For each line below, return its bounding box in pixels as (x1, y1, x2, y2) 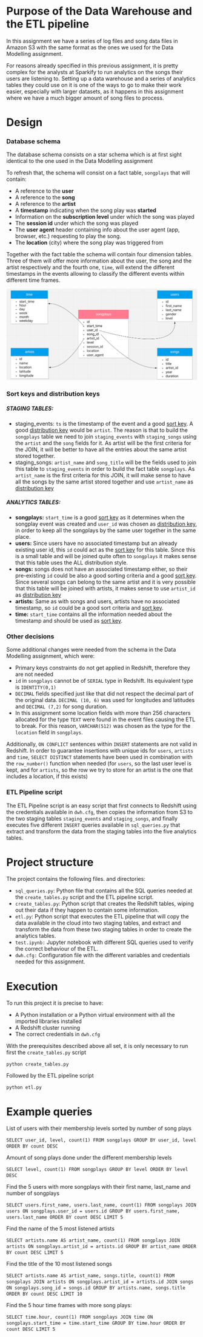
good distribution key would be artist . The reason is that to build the (15, 426, 188, 434)
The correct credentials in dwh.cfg (15, 1031, 101, 1038)
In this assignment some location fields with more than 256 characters (15, 710, 191, 717)
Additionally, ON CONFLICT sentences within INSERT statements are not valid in (6, 740, 198, 748)
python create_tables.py (6, 1061, 69, 1067)
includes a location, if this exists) (6, 773, 88, 780)
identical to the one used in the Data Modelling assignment (6, 157, 153, 165)
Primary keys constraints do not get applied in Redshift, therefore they (15, 664, 191, 672)
